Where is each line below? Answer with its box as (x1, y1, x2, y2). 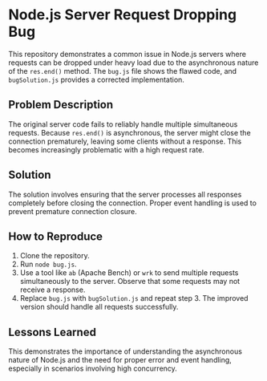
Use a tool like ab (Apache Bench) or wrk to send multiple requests (19, 268, 239, 278)
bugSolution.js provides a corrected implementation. (8, 75, 184, 84)
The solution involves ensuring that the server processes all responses (8, 189, 242, 199)
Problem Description (8, 98, 114, 111)
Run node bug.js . (19, 259, 78, 270)
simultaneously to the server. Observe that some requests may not (19, 277, 241, 286)
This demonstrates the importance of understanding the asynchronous (8, 347, 243, 356)
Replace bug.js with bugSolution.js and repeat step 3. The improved (19, 294, 249, 303)
